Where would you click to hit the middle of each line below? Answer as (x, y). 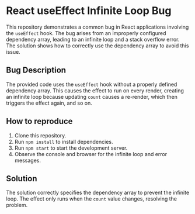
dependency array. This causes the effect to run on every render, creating (95, 90)
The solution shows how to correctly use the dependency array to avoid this (97, 46)
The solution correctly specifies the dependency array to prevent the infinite (98, 193)
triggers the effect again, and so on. (49, 103)
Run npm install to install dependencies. (64, 141)
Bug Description (36, 70)
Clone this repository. (40, 135)
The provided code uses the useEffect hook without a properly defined (92, 84)
